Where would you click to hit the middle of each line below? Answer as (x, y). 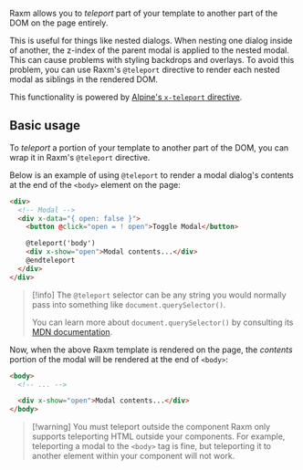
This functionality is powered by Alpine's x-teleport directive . (126, 97)
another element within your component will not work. (133, 456)
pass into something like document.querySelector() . (129, 304)
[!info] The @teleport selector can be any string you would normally (159, 295)
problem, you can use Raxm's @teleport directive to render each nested (145, 69)
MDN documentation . (72, 331)
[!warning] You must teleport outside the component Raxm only (151, 427)
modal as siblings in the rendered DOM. (84, 79)
